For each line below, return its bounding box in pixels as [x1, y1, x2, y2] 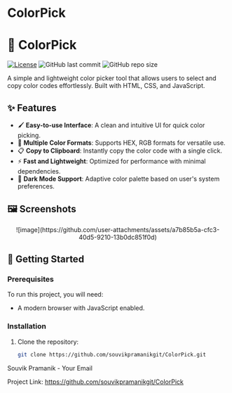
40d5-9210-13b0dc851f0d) [78, 233, 158, 241]
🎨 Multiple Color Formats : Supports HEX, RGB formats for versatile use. [17, 138, 226, 147]
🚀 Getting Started [7, 253, 85, 265]
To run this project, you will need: [7, 290, 104, 299]
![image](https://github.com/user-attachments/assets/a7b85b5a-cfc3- [15, 225, 220, 233]
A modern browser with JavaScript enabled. [17, 304, 145, 312]
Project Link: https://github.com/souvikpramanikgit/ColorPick [7, 378, 184, 386]
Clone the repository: [17, 337, 79, 346]
